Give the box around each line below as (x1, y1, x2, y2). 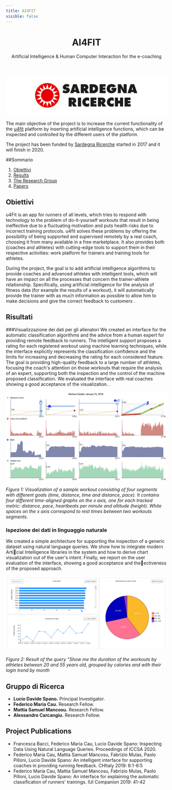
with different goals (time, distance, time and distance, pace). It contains (6, 492, 160, 498)
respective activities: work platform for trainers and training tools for (6, 250, 150, 256)
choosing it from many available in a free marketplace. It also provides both (6, 239, 165, 245)
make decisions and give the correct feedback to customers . (6, 298, 135, 304)
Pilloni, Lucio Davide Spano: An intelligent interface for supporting (13, 757, 153, 763)
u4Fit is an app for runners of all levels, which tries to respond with (6, 211, 147, 218)
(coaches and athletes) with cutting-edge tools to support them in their (6, 244, 156, 250)
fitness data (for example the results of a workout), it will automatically (6, 287, 154, 293)
